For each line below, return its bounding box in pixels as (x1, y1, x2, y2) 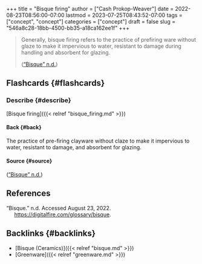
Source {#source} (6, 157, 53, 165)
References (6, 188, 51, 199)
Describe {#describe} (6, 96, 71, 105)
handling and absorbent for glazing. (21, 49, 111, 56)
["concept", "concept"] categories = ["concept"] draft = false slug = (6, 18, 176, 25)
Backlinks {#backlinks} (6, 228, 96, 239)
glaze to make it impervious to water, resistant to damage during (21, 42, 181, 50)
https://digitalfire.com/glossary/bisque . (14, 211, 111, 218)
